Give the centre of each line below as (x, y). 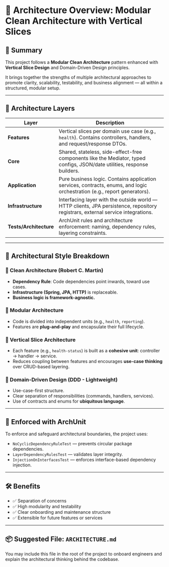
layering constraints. (83, 233)
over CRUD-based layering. (41, 367)
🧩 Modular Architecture (34, 310)
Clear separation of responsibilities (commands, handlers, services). (83, 396)
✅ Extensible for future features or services (58, 518)
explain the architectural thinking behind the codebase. (62, 559)
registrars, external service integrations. (106, 212)
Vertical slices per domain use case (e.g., (107, 131)
